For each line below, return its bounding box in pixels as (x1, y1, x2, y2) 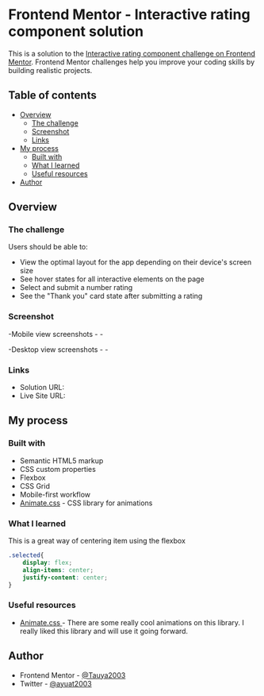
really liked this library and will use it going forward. (19, 626, 189, 636)
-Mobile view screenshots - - (8, 329, 104, 338)
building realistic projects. (8, 65, 93, 75)
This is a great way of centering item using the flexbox (8, 536, 186, 546)
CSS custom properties (19, 464, 97, 474)
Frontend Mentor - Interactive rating (8, 6, 251, 24)
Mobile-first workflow (19, 489, 91, 499)
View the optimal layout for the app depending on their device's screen (19, 257, 252, 267)
